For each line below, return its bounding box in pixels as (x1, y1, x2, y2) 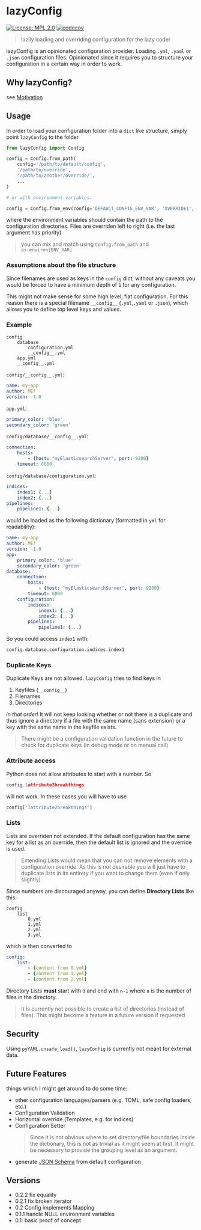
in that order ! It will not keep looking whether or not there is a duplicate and (6, 711, 193, 718)
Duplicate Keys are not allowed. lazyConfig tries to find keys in (6, 675, 161, 682)
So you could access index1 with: (6, 635, 89, 643)
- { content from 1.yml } (28, 971, 87, 977)
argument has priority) (6, 229, 62, 236)
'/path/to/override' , (17, 167, 71, 173)
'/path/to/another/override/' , (17, 173, 95, 179)
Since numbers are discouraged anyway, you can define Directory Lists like (6, 887, 194, 895)
